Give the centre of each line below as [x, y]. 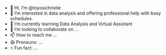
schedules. [21, 18]
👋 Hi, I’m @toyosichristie [35, 8]
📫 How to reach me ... [33, 35]
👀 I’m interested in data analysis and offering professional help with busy [86, 13]
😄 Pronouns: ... [26, 42]
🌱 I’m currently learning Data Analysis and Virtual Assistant [71, 24]
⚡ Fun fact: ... [24, 48]
